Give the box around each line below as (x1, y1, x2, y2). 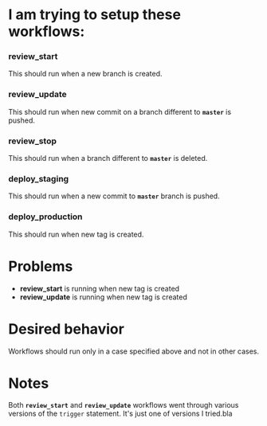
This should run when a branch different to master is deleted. (8, 154, 208, 163)
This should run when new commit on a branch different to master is (8, 107, 232, 116)
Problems (8, 257, 73, 276)
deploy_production (8, 211, 83, 222)
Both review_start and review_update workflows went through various (8, 401, 239, 410)
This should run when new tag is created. (8, 229, 144, 239)
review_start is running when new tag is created (19, 283, 180, 293)
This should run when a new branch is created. (8, 69, 163, 79)
